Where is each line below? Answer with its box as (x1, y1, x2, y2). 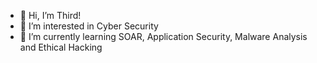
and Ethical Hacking (19, 41, 103, 53)
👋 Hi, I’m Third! (19, 10, 82, 21)
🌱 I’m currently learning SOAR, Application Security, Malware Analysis (19, 31, 308, 42)
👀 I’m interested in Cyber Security (19, 20, 159, 32)
